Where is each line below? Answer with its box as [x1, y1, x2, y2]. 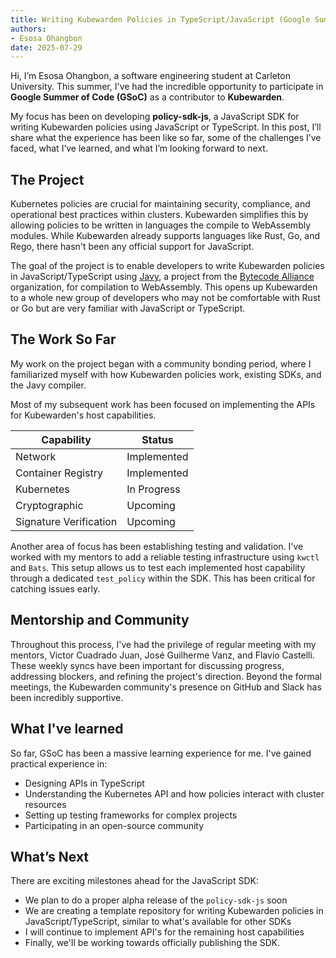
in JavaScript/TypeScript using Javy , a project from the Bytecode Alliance [10, 271, 315, 283]
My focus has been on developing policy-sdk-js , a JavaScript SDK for [10, 111, 300, 123]
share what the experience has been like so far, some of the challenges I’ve [10, 132, 322, 144]
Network [15, 449, 57, 463]
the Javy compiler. [10, 379, 87, 391]
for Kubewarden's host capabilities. [10, 409, 157, 421]
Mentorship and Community [10, 612, 190, 629]
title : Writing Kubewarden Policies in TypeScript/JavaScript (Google [10, 14, 311, 25]
